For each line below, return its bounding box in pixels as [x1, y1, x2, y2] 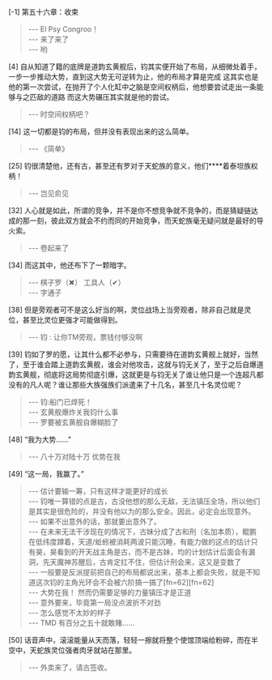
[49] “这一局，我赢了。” [8, 469, 85, 478]
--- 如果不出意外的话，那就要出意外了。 [28, 517, 162, 526]
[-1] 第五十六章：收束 [8, 7, 79, 16]
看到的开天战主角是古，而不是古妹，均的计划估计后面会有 [56, 547, 249, 557]
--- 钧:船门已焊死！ [28, 397, 93, 407]
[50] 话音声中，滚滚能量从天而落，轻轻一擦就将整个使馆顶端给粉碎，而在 [8, 635, 252, 644]
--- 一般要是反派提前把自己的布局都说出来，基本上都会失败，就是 [28, 567, 247, 577]
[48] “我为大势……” [8, 434, 71, 444]
